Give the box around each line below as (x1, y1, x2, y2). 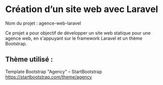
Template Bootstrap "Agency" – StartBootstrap (5, 68, 102, 74)
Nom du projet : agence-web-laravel (5, 20, 81, 26)
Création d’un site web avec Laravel (5, 4, 158, 15)
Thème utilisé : (5, 55, 53, 64)
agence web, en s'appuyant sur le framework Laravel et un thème (5, 35, 143, 41)
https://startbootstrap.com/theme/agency (5, 74, 92, 80)
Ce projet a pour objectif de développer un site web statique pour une (5, 30, 151, 36)
